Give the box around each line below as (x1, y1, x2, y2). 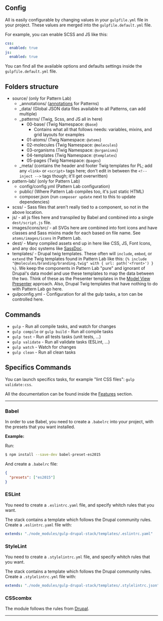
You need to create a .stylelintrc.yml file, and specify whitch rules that (5, 554, 150, 560)
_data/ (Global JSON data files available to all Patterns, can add (19, 106, 146, 112)
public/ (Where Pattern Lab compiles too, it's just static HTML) (19, 188, 144, 194)
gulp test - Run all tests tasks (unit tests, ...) (12, 334, 101, 339)
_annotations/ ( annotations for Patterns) (19, 101, 99, 107)
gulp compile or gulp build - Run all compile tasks (12, 328, 114, 334)
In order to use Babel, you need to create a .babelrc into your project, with (5, 419, 154, 425)
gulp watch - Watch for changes (12, 344, 77, 350)
